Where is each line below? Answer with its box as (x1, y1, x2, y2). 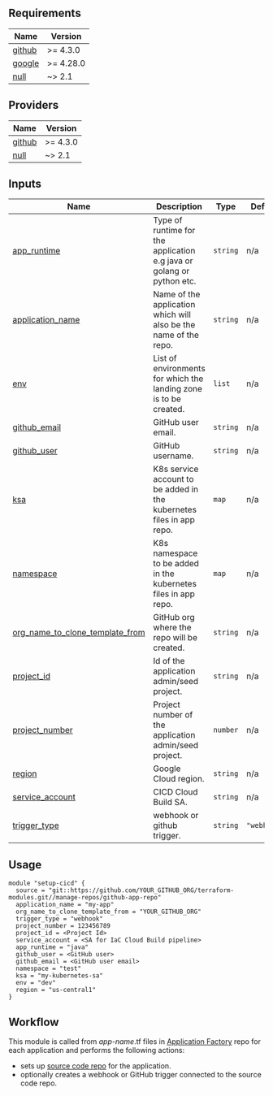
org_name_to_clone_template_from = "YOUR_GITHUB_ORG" (15, 908, 201, 916)
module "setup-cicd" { (8, 879, 85, 888)
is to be (153, 393, 181, 405)
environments (153, 363, 206, 375)
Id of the (153, 656, 185, 667)
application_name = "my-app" (15, 901, 115, 909)
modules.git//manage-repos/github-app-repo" (8, 894, 162, 902)
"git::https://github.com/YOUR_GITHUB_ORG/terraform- (48, 886, 234, 895)
